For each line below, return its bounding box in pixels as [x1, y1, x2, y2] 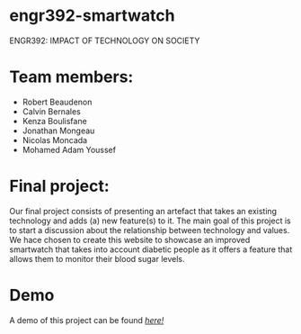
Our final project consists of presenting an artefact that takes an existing [9, 205, 277, 216]
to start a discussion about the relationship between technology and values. [9, 224, 290, 235]
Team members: [9, 67, 134, 87]
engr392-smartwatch [9, 5, 175, 26]
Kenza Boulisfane [22, 115, 87, 126]
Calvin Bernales [22, 105, 81, 117]
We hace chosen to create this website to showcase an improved [9, 234, 251, 245]
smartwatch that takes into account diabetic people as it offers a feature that [9, 244, 293, 255]
